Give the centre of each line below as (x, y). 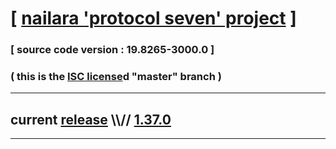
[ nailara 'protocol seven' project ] (153, 18)
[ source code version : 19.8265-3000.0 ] (112, 50)
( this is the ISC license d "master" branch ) (116, 77)
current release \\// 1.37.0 (91, 119)
